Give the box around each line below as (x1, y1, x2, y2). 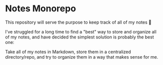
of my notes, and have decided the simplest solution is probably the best (5, 34, 154, 40)
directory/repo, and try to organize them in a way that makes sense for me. (5, 54, 159, 60)
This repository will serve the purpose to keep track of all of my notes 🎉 (5, 19, 152, 25)
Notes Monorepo (5, 3, 76, 14)
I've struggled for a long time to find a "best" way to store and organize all (5, 29, 157, 34)
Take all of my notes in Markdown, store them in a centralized (5, 49, 131, 55)
